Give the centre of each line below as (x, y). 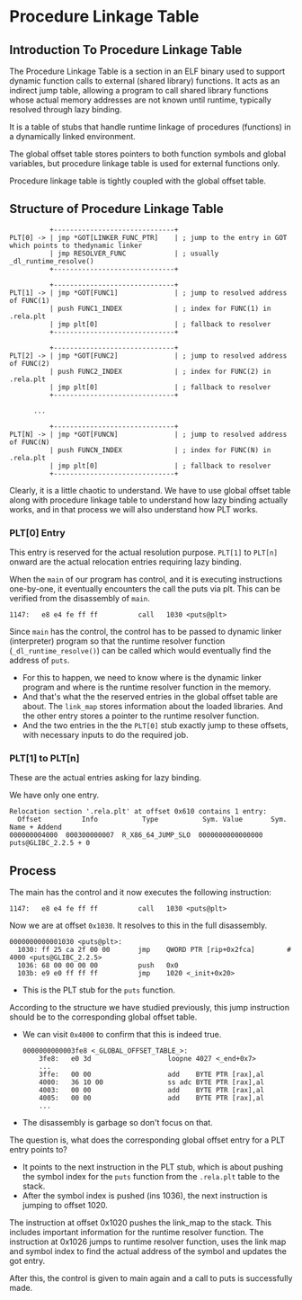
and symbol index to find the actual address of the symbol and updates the (148, 1251)
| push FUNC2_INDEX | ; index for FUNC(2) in (160, 371)
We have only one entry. (54, 795)
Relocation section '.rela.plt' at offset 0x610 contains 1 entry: (138, 812)
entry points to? (38, 1150)
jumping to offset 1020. (65, 1206)
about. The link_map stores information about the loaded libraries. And (152, 707)
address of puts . (40, 660)
